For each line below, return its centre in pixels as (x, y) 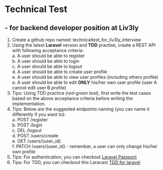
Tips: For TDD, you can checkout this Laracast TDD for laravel (76, 162)
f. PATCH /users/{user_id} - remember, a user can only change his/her (85, 146)
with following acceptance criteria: (48, 50)
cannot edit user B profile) (39, 88)
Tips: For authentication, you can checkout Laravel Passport (74, 157)
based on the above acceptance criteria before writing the (72, 98)
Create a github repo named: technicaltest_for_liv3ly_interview (76, 40)
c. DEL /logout (27, 130)
